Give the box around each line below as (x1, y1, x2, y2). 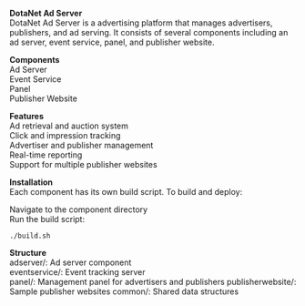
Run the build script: (9, 214, 85, 224)
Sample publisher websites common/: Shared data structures (9, 286, 239, 297)
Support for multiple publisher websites (9, 159, 158, 169)
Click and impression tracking (9, 130, 121, 140)
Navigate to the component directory (9, 204, 148, 215)
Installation (9, 177, 53, 188)
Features (9, 111, 44, 121)
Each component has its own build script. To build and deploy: (9, 187, 243, 197)
